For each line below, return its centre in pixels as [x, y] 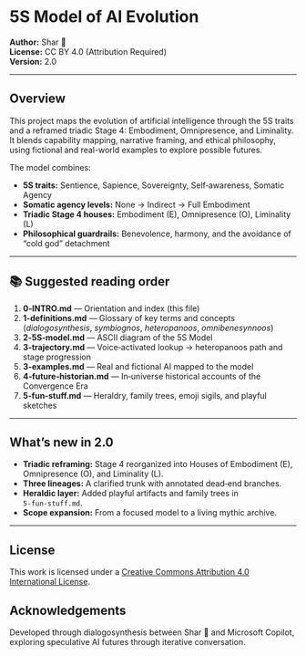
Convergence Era [55, 386]
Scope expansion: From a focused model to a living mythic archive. [150, 513]
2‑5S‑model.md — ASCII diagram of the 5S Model [117, 337]
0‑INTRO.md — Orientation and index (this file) [111, 308]
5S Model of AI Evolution [104, 17]
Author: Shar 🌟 [38, 42]
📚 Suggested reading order [90, 281]
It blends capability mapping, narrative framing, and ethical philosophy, [143, 140]
